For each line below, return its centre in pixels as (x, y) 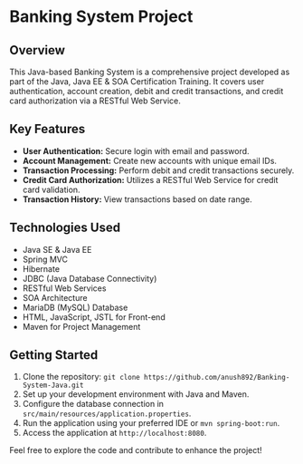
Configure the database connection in (93, 404)
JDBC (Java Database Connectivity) (90, 278)
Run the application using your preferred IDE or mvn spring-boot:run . (151, 423)
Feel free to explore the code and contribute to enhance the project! (136, 450)
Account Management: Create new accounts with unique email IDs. (150, 160)
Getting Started (54, 355)
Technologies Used (65, 228)
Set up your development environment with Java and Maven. (136, 394)
